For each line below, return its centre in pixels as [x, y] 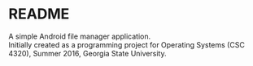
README [39, 14]
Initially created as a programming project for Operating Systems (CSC [127, 44]
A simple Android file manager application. [80, 36]
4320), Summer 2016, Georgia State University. [87, 53]
